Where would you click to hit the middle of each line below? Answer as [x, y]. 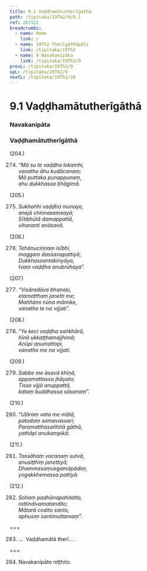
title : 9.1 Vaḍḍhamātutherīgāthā [51, 11]
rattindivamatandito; [43, 503]
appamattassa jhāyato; [46, 379]
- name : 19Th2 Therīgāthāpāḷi [52, 45]
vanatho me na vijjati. [44, 350]
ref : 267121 [24, 22]
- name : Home [31, 34]
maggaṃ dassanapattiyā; [50, 254]
